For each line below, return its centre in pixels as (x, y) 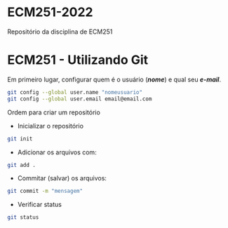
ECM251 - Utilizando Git (78, 60)
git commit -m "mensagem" (45, 191)
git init (20, 139)
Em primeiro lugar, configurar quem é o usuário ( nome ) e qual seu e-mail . (114, 79)
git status (23, 217)
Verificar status (39, 205)
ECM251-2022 (50, 12)
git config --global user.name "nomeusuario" (75, 92)
